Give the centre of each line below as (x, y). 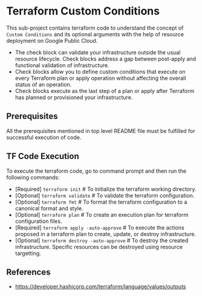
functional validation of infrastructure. (62, 65)
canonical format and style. (49, 208)
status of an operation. (43, 84)
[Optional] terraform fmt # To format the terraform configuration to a (101, 202)
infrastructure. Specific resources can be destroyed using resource (99, 246)
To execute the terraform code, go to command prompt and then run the (96, 171)
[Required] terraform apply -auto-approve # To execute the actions (99, 227)
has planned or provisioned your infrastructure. (74, 97)
